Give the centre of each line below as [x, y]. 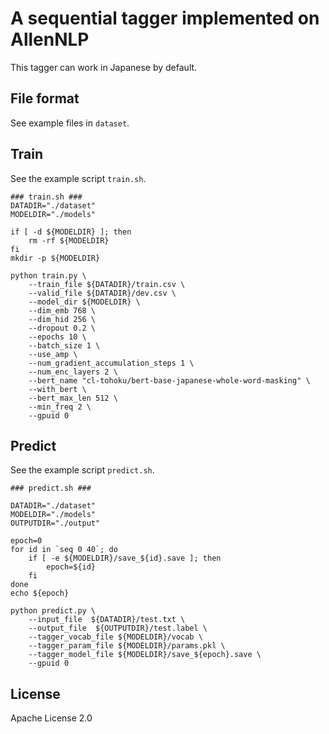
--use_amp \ [53, 354]
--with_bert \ [57, 389]
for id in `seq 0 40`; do [64, 550]
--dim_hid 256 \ [62, 319]
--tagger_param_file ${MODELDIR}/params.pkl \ [127, 646]
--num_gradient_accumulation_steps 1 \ [111, 363]
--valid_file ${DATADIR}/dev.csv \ [102, 293]
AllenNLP [50, 39]
